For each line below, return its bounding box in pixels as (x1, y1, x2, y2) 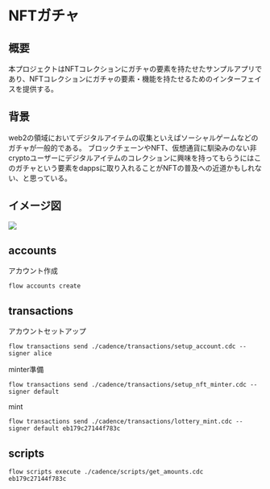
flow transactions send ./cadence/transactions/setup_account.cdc (8, 342, 236, 350)
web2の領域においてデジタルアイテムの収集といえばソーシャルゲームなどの (8, 133, 259, 143)
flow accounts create (8, 282, 81, 290)
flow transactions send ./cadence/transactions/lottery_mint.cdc (8, 417, 232, 426)
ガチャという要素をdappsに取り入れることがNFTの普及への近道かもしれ (15, 163, 255, 172)
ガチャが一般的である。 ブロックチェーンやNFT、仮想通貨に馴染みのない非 (8, 143, 257, 152)
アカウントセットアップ (8, 326, 86, 336)
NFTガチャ (8, 6, 80, 25)
